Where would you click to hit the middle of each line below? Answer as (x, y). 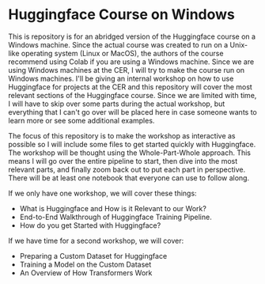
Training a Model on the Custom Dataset (85, 264)
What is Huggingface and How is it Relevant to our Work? (113, 208)
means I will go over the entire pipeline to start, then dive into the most (123, 161)
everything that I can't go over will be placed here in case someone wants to (132, 112)
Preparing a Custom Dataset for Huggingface (93, 256)
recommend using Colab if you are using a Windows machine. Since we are (131, 62)
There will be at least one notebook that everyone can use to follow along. (129, 178)
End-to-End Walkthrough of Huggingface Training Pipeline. (115, 217)
